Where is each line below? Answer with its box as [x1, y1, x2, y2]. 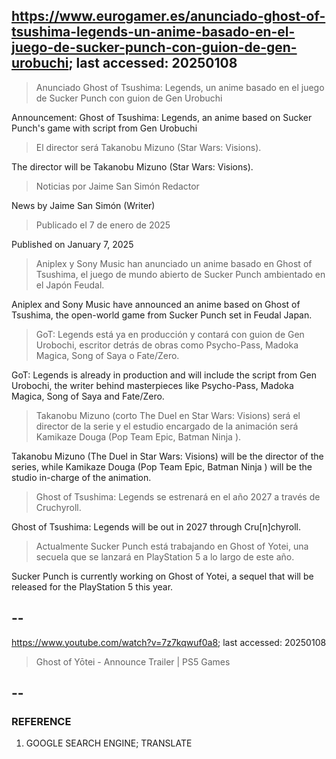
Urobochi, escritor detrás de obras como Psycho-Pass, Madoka [35, 339, 299, 351]
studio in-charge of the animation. [11, 471, 152, 483]
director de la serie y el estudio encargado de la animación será [35, 420, 299, 432]
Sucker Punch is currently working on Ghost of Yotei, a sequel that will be [11, 570, 314, 582]
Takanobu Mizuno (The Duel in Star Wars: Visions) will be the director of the [11, 450, 324, 462]
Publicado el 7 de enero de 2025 [35, 219, 171, 231]
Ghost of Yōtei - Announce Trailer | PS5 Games [35, 655, 231, 668]
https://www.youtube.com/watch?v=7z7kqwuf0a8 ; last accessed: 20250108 [11, 636, 327, 648]
